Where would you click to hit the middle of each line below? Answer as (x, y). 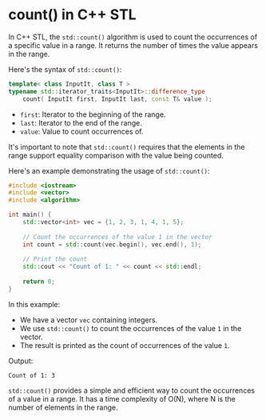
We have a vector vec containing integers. (89, 320)
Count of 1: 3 (32, 375)
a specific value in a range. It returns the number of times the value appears (133, 45)
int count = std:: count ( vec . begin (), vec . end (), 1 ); (112, 244)
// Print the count (55, 259)
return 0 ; (39, 282)
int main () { (30, 215)
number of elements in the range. (63, 407)
